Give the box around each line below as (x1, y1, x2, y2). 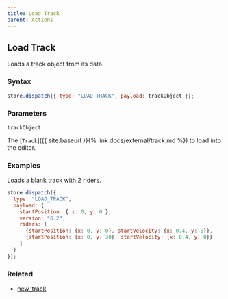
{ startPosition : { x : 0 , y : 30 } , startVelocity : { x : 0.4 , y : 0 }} (25, 234, 214, 241)
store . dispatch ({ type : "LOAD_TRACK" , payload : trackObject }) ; (7, 92, 194, 99)
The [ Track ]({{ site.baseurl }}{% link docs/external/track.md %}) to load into (7, 136, 221, 144)
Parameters (7, 109, 47, 118)
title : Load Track (7, 10, 60, 17)
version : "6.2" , (19, 215, 66, 222)
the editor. (7, 143, 36, 151)
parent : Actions (7, 16, 53, 23)
